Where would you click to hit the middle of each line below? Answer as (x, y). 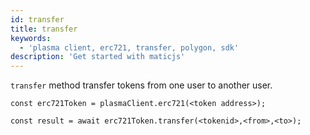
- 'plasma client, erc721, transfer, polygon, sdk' (129, 47)
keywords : (31, 38)
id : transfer (37, 19)
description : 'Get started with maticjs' (98, 57)
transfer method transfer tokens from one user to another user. (141, 85)
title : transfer (44, 29)
